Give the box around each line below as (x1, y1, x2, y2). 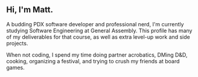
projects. (6, 39, 28, 47)
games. (6, 64, 25, 71)
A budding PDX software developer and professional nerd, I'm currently (6, 20, 184, 27)
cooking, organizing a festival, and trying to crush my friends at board (6, 57, 180, 64)
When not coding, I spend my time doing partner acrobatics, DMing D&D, (6, 51, 188, 58)
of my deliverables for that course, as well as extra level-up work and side (6, 33, 190, 41)
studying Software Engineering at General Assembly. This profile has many (6, 27, 193, 34)
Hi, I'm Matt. (6, 5, 53, 15)
